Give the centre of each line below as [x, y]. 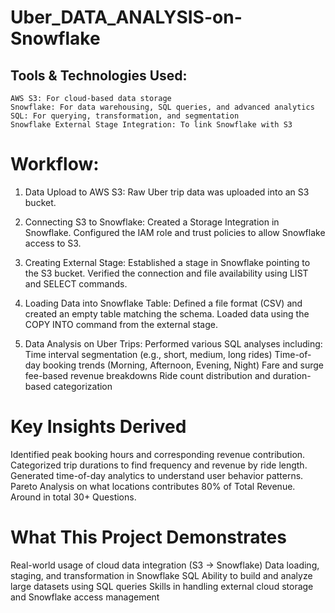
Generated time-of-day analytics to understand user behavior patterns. [157, 475]
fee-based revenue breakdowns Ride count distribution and [147, 375]
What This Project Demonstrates [148, 537]
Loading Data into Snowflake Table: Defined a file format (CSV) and [163, 303]
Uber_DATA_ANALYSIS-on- [126, 17]
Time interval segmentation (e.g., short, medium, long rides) [148, 354]
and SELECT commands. [76, 283]
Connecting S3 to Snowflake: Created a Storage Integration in [152, 222]
